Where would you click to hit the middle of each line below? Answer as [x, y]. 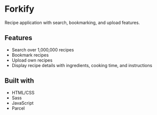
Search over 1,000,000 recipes [43, 49]
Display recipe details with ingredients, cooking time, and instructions [82, 65]
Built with [19, 81]
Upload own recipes [32, 60]
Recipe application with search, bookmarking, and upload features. [72, 23]
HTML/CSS [23, 92]
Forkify [20, 9]
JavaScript [23, 103]
